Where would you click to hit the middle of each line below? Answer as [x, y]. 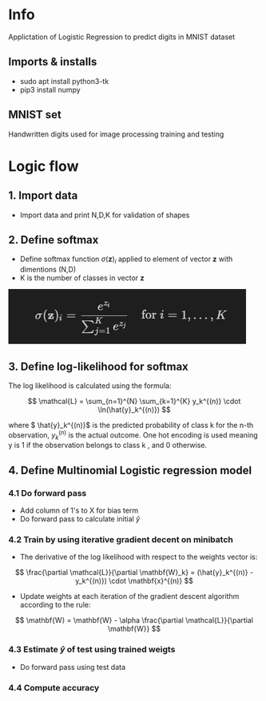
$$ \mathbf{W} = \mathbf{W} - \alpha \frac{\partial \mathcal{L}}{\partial [134, 620]
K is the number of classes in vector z [82, 278]
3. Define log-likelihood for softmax [99, 366]
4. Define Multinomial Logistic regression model [130, 470]
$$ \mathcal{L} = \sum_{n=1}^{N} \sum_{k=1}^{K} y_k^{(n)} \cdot [134, 401]
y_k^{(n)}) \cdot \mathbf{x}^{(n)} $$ [134, 581]
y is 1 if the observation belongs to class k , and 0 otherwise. [108, 446]
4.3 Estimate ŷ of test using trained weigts [92, 650]
